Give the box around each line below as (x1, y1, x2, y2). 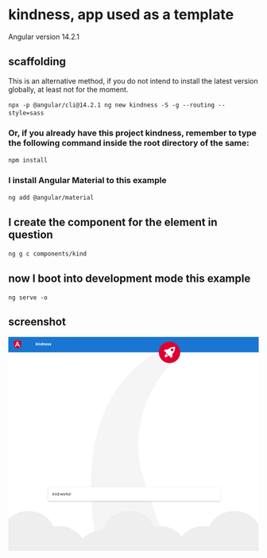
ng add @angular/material (8, 193, 94, 202)
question (8, 228, 53, 241)
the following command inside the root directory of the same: (8, 137, 250, 148)
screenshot (8, 315, 66, 329)
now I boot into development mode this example (8, 271, 251, 285)
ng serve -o (8, 293, 48, 302)
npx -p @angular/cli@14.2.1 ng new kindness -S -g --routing (8, 101, 215, 109)
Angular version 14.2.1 (8, 32, 80, 41)
